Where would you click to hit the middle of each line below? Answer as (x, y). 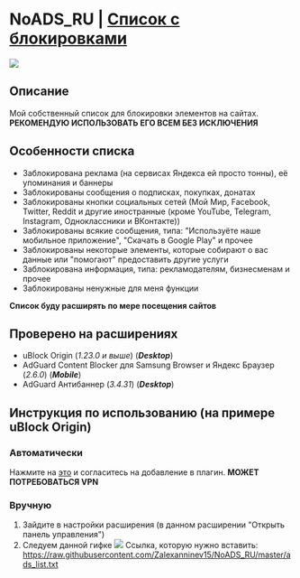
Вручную (31, 505)
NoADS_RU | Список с (95, 19)
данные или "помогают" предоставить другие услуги (125, 259)
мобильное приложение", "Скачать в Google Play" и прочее (138, 240)
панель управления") (64, 535)
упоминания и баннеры (68, 182)
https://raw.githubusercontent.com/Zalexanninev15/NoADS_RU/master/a (156, 555)
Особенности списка (72, 151)
